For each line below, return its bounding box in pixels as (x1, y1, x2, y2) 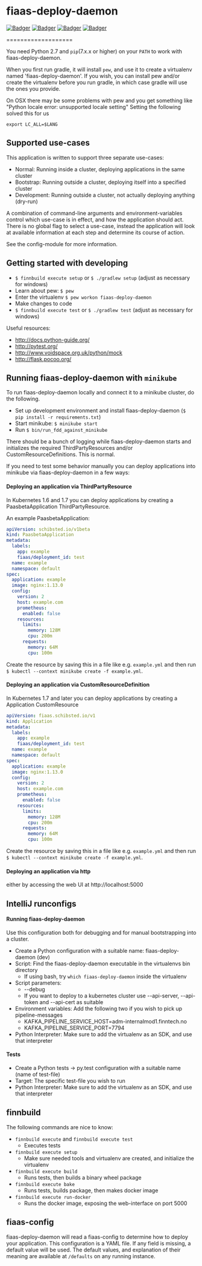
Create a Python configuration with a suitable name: (14, 947, 145, 954)
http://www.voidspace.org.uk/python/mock (14, 349, 122, 356)
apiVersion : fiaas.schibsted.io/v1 (6, 713, 96, 719)
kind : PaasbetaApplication (6, 532, 74, 538)
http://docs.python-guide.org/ (14, 336, 90, 343)
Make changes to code (14, 299, 72, 307)
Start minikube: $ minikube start (14, 420, 98, 427)
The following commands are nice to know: (6, 1123, 113, 1131)
